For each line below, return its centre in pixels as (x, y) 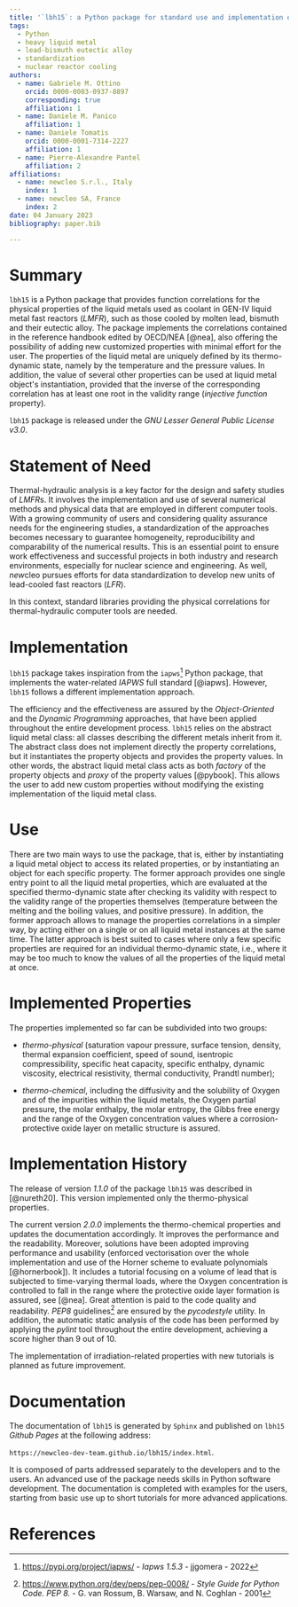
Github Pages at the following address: (80, 1435)
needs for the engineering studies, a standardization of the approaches (139, 528)
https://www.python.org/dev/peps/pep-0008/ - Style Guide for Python (151, 1584)
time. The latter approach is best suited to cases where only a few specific (145, 939)
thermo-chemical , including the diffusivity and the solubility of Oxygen (151, 1090)
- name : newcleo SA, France (69, 199)
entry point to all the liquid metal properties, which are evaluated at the (138, 882)
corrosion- (259, 1118)
